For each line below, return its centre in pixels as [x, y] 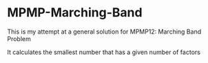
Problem [19, 38]
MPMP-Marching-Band [75, 13]
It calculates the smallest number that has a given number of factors [104, 52]
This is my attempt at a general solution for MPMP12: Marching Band [104, 32]
